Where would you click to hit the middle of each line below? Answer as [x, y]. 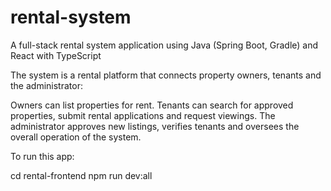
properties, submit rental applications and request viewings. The [143, 115]
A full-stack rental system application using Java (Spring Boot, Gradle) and [164, 45]
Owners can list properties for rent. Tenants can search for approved [152, 105]
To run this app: [42, 156]
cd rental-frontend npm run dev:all [81, 175]
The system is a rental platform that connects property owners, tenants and [166, 75]
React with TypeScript [56, 55]
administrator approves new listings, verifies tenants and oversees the [155, 126]
